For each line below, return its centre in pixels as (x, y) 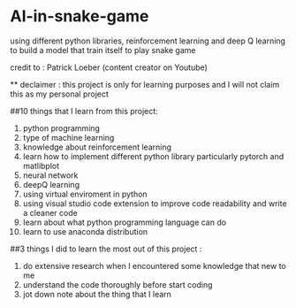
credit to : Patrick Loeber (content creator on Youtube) (109, 67)
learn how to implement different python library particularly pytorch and (153, 156)
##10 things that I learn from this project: (84, 111)
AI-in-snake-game (80, 16)
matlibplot (41, 166)
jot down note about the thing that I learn (97, 294)
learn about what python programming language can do (125, 222)
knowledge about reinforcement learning (97, 147)
